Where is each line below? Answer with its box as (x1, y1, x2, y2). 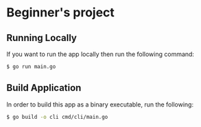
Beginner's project (6, 5, 115, 20)
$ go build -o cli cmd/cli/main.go (6, 113, 108, 120)
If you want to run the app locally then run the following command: (6, 50, 195, 58)
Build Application (6, 82, 82, 94)
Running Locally (6, 32, 77, 44)
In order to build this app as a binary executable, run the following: (6, 100, 193, 109)
